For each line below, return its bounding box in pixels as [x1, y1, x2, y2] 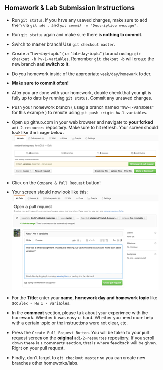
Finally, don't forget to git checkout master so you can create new [11, 354, 146, 360]
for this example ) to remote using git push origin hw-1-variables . [11, 109, 148, 115]
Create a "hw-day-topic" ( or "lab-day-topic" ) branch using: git [11, 51, 141, 56]
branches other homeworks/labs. [11, 360, 79, 366]
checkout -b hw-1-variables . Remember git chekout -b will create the [11, 56, 155, 62]
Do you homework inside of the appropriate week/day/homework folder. [11, 71, 152, 77]
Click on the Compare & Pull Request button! [11, 180, 101, 185]
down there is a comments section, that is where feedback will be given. [11, 340, 157, 345]
